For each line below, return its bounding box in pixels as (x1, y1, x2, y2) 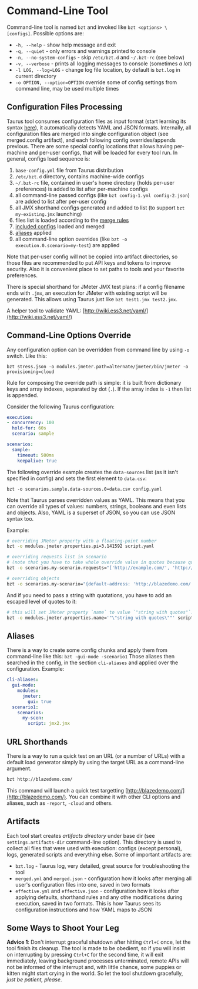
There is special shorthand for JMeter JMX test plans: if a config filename (6, 283, 185, 290)
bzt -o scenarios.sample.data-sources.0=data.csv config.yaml (6, 486, 162, 492)
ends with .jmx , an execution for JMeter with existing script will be (6, 289, 167, 297)
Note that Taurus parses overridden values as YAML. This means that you (6, 496, 185, 504)
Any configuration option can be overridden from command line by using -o (6, 346, 190, 353)
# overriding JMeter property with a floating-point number (6, 538, 157, 544)
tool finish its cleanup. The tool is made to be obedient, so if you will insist (6, 945, 186, 952)
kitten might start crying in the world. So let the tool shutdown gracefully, (6, 970, 183, 977)
